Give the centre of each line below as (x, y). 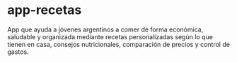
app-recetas (45, 10)
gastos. (18, 52)
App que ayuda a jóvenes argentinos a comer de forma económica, (105, 29)
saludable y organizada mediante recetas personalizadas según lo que (110, 36)
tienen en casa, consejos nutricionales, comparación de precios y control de (118, 44)
